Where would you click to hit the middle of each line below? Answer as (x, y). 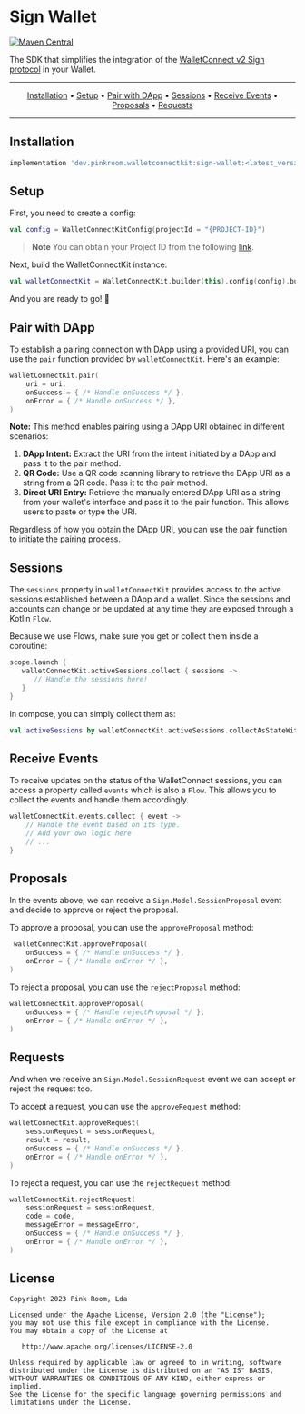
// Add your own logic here (79, 833)
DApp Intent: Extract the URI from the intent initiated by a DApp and (149, 454)
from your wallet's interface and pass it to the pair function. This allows (155, 503)
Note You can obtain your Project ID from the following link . (143, 247)
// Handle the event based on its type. (103, 825)
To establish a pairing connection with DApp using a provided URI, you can (149, 349)
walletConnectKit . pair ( (54, 375)
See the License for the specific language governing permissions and (146, 1395)
